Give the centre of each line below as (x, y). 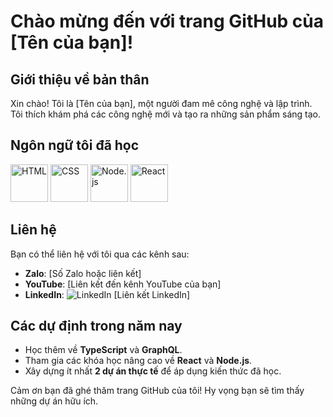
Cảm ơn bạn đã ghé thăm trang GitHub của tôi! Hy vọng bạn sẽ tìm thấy (157, 391)
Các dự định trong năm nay (96, 326)
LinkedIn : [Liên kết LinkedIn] (107, 294)
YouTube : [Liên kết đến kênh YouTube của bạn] (123, 284)
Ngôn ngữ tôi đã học (75, 145)
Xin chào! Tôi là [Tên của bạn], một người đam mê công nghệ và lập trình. (161, 103)
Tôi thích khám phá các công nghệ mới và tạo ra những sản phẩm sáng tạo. (165, 114)
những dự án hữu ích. (54, 401)
